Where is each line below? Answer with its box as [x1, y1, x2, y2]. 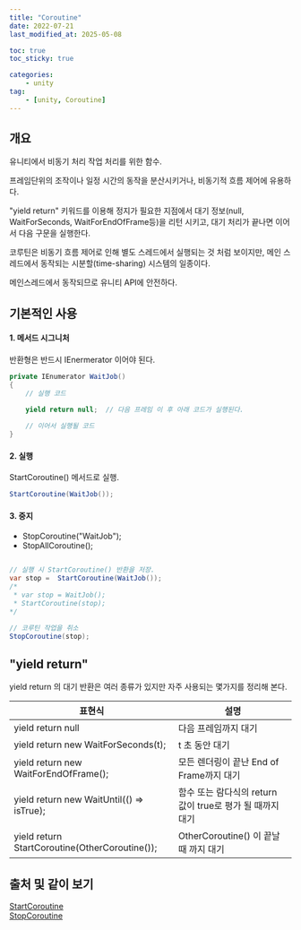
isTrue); [13, 805, 46, 817]
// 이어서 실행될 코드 [25, 422, 95, 431]
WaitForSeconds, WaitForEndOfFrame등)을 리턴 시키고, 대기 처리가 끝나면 [9, 217, 274, 228]
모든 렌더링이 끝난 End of [177, 756, 279, 769]
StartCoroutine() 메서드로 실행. [9, 472, 119, 483]
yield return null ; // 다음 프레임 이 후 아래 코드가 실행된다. [25, 405, 245, 414]
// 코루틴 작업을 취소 [9, 624, 79, 633]
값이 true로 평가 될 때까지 [177, 799, 279, 812]
